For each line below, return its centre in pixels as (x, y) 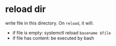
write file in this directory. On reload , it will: (49, 23)
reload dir (25, 9)
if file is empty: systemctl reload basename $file (61, 32)
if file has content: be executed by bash (53, 38)
